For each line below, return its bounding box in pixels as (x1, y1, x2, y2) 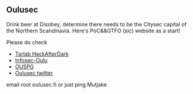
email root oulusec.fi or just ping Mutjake (6, 81, 107, 88)
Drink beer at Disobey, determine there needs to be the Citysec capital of (6, 20, 187, 28)
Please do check (6, 38, 48, 46)
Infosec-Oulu (14, 56, 48, 63)
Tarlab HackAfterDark (14, 50, 69, 57)
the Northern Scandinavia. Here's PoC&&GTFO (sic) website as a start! (6, 27, 180, 34)
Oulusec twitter (14, 69, 53, 77)
